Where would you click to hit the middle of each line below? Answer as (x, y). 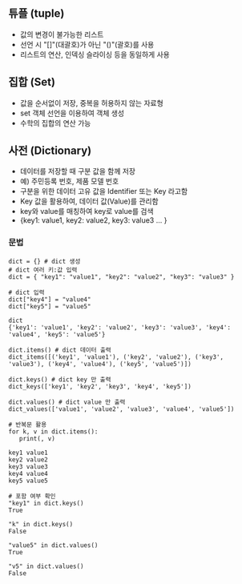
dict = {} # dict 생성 (44, 261)
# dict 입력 (26, 292)
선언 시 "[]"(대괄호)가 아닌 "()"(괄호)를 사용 (87, 44)
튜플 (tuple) (36, 14)
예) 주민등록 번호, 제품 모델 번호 (69, 181)
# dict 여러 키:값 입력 (43, 270)
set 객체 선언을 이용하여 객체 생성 (72, 113)
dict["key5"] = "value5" (50, 306)
